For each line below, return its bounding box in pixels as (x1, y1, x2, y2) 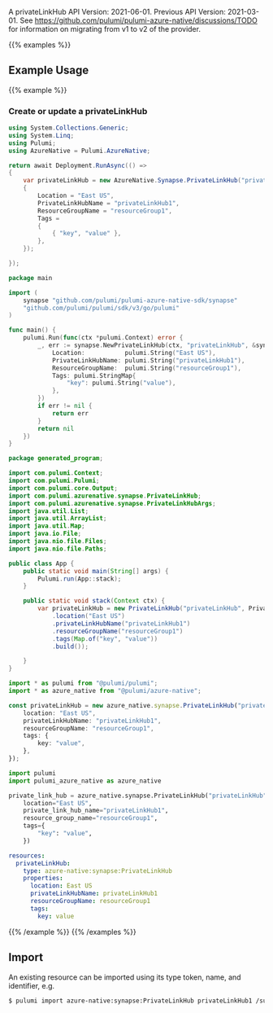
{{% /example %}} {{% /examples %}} (8, 927, 136, 936)
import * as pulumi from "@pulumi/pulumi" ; (8, 679, 158, 687)
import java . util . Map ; (8, 522, 85, 530)
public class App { (8, 559, 75, 568)
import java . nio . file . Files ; (8, 537, 107, 546)
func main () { (8, 326, 57, 335)
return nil (37, 424, 75, 432)
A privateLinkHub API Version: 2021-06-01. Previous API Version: (8, 7, 226, 16)
